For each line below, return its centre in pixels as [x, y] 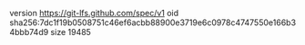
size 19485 [71, 32]
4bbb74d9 [29, 32]
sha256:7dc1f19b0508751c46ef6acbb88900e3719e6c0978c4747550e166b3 [153, 22]
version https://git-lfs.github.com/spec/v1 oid [94, 13]
